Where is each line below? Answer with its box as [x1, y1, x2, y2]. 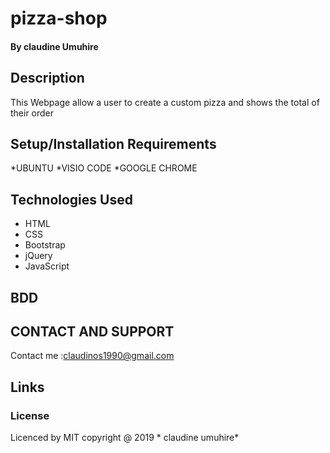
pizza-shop [10, 7, 108, 30]
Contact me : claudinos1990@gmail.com [10, 350, 175, 362]
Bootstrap [24, 239, 66, 251]
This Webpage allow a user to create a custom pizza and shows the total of [10, 96, 320, 108]
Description [10, 70, 85, 87]
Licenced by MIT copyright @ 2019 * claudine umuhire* [10, 432, 240, 444]
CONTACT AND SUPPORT [10, 323, 175, 340]
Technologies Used [10, 191, 133, 208]
